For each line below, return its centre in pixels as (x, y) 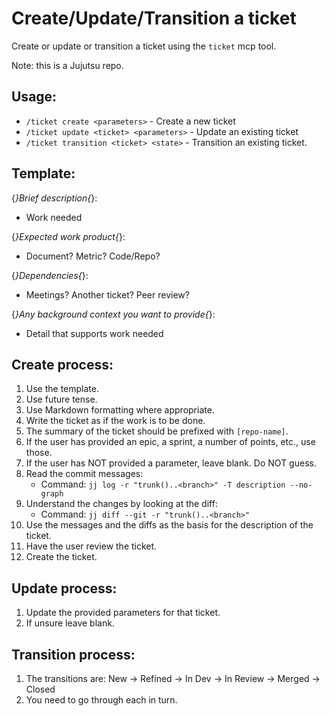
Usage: (34, 97)
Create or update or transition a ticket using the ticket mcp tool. (144, 46)
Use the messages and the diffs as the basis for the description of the (169, 525)
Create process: (62, 364)
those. (39, 453)
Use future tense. (61, 399)
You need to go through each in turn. (101, 700)
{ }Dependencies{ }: (50, 275)
